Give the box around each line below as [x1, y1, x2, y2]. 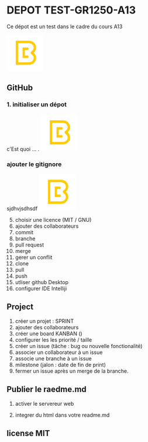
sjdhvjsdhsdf [6, 205, 38, 212]
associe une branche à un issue [15, 355, 92, 362]
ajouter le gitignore [6, 160, 62, 168]
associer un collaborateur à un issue [15, 349, 103, 356]
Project [6, 302, 34, 312]
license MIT [6, 428, 50, 438]
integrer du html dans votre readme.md [15, 411, 110, 419]
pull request [15, 241, 44, 248]
